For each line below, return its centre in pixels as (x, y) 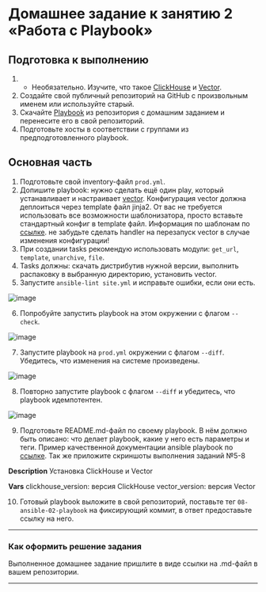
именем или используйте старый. (77, 104)
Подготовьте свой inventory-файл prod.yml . (93, 181)
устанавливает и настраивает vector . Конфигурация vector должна (133, 198)
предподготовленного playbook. (74, 138)
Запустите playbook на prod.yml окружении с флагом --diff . (122, 352)
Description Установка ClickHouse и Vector (80, 471)
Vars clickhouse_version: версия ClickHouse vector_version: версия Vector (132, 486)
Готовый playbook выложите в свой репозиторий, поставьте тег (127, 501)
